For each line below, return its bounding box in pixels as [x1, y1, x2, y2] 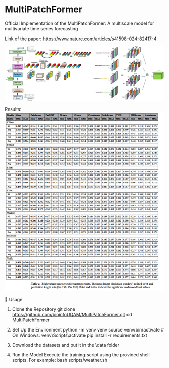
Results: [5, 106, 22, 112]
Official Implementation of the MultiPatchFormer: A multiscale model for [5, 20, 154, 26]
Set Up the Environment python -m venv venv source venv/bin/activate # [12, 326, 164, 333]
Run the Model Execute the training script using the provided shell [12, 351, 150, 358]
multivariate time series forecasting [5, 25, 78, 31]
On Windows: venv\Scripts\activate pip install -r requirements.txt [12, 332, 147, 338]
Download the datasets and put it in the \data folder [12, 342, 120, 348]
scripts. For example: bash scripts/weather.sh [12, 357, 107, 363]
